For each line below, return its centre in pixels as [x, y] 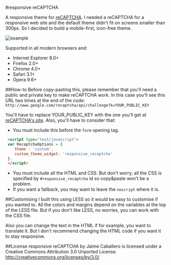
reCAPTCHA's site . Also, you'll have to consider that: [60, 120]
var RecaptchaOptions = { [35, 144]
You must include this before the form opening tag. [66, 130]
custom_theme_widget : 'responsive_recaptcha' [64, 154]
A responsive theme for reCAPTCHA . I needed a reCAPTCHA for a [75, 17]
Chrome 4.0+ [27, 69]
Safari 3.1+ [24, 74]
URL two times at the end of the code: [45, 100]
